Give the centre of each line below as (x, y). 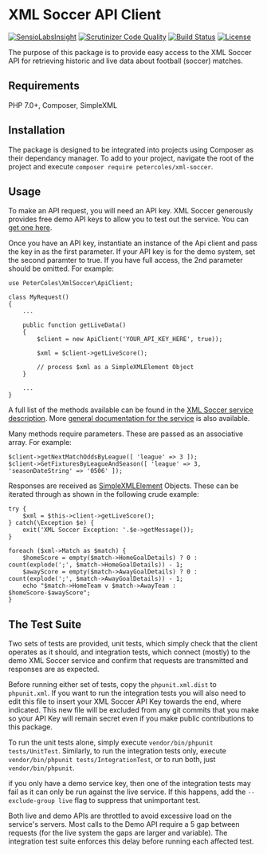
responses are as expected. (54, 669)
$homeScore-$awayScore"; (49, 593)
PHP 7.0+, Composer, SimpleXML (63, 105)
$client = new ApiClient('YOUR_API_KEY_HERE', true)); (130, 340)
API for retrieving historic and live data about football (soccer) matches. (126, 61)
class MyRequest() (39, 297)
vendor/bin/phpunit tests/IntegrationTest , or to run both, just (112, 760)
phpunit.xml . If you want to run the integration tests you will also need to (127, 693)
